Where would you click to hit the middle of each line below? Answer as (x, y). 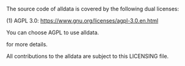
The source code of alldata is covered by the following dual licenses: (93, 9)
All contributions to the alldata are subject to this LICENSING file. (88, 56)
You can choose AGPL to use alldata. (53, 32)
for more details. (27, 44)
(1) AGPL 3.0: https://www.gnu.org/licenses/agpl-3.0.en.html (82, 20)
